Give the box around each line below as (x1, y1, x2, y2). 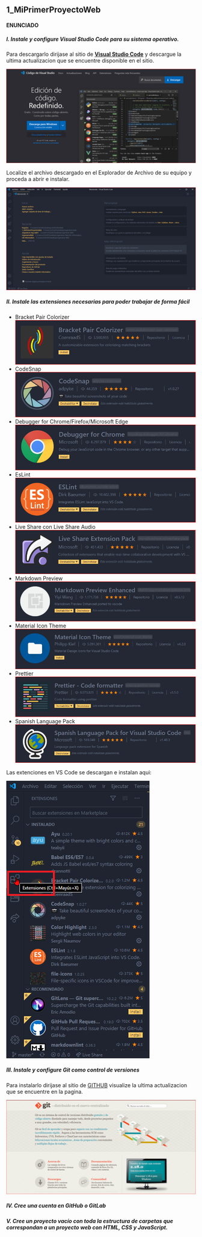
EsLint (14, 470, 31, 478)
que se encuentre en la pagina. (6, 1088, 83, 1095)
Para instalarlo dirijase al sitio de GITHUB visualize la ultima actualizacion (6, 1081, 188, 1088)
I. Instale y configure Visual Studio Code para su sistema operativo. (6, 35, 179, 43)
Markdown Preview (14, 575, 63, 582)
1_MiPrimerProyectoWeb (6, 5, 101, 15)
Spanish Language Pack (14, 718, 75, 725)
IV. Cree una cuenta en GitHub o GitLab (6, 1202, 106, 1209)
